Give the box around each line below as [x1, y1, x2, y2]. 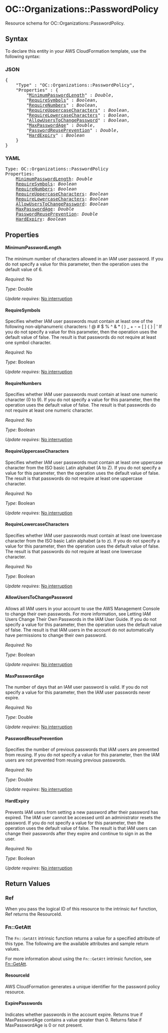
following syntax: [5, 53, 41, 59]
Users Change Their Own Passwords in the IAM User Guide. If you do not [5, 616, 157, 622]
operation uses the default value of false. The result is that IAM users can [5, 825, 157, 831]
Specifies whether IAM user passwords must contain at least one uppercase [5, 459, 163, 465]
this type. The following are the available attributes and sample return [5, 940, 149, 947]
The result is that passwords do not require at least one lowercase [5, 548, 142, 554]
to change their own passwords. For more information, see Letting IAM [5, 611, 151, 617]
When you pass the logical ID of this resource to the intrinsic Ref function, [5, 906, 157, 912]
